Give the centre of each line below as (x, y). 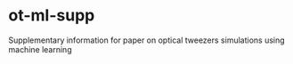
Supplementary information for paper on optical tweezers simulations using (147, 40)
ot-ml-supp (52, 16)
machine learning (40, 49)
